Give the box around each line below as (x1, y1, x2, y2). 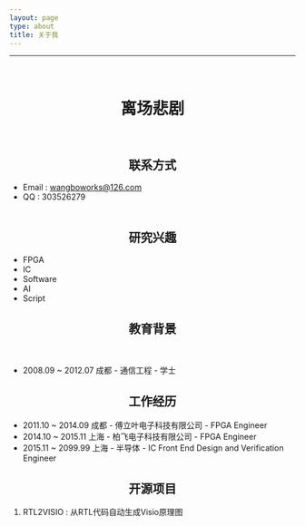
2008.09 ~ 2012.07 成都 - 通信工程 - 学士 (22, 365, 177, 375)
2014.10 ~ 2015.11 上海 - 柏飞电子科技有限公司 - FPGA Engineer (22, 431, 257, 442)
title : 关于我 (9, 30, 59, 39)
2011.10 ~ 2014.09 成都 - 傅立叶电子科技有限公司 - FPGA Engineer (22, 419, 268, 431)
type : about (9, 22, 54, 31)
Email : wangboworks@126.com (22, 182, 143, 193)
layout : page (9, 13, 59, 23)
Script (22, 292, 45, 304)
